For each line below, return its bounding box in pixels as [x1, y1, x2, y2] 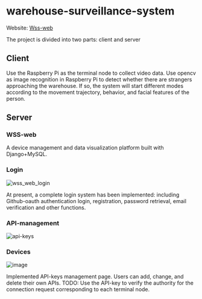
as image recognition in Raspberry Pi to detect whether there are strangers [6, 75, 192, 83]
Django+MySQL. [6, 151, 48, 158]
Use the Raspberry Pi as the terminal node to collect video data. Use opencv [6, 69, 196, 77]
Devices [6, 247, 31, 256]
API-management [6, 219, 60, 227]
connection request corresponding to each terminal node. [6, 286, 150, 293]
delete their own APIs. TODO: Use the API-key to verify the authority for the [6, 279, 194, 287]
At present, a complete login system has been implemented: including [6, 191, 180, 198]
